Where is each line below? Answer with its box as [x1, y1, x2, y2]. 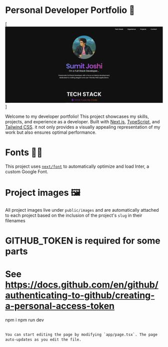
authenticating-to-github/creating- [5, 290, 155, 301]
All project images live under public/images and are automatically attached [5, 207, 159, 213]
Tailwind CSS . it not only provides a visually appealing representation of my [5, 124, 160, 130]
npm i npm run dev [5, 317, 44, 323]
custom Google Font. [5, 168, 48, 174]
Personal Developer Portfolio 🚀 [5, 4, 135, 16]
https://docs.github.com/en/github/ [5, 279, 158, 291]
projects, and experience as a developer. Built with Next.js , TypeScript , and [5, 119, 160, 125]
